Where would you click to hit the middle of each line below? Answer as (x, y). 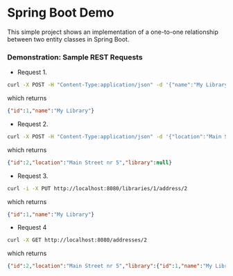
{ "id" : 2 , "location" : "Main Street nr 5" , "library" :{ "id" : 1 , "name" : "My (110, 266)
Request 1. (32, 72)
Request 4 (32, 228)
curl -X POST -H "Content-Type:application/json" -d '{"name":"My (105, 85)
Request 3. (33, 176)
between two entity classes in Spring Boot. (68, 39)
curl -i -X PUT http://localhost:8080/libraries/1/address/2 (97, 188)
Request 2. (33, 124)
